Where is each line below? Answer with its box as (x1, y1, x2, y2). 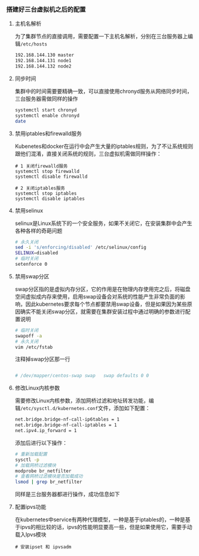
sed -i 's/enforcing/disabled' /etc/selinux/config (14, 244, 146, 251)
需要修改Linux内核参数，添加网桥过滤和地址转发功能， (14, 397, 149, 405)
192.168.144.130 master (14, 52, 75, 58)
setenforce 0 (14, 262, 48, 268)
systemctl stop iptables (14, 190, 77, 196)
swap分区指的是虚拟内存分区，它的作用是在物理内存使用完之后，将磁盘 (14, 285, 191, 293)
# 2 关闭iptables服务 (14, 185, 66, 191)
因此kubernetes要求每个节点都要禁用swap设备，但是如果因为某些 (25, 300, 187, 308)
